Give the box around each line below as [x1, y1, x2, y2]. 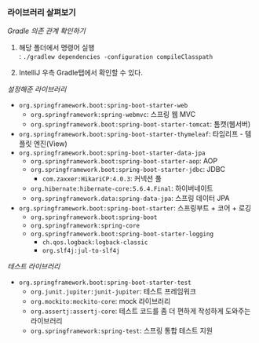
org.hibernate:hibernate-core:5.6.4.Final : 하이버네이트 [30, 184, 213, 193]
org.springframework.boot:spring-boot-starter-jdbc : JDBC [30, 165, 225, 174]
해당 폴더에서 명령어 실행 [18, 43, 95, 53]
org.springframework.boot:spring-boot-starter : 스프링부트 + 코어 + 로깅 [18, 203, 252, 213]
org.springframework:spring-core [30, 222, 140, 230]
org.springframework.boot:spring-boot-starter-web [18, 102, 188, 110]
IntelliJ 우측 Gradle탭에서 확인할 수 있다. [18, 68, 143, 78]
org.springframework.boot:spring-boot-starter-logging [30, 230, 213, 239]
